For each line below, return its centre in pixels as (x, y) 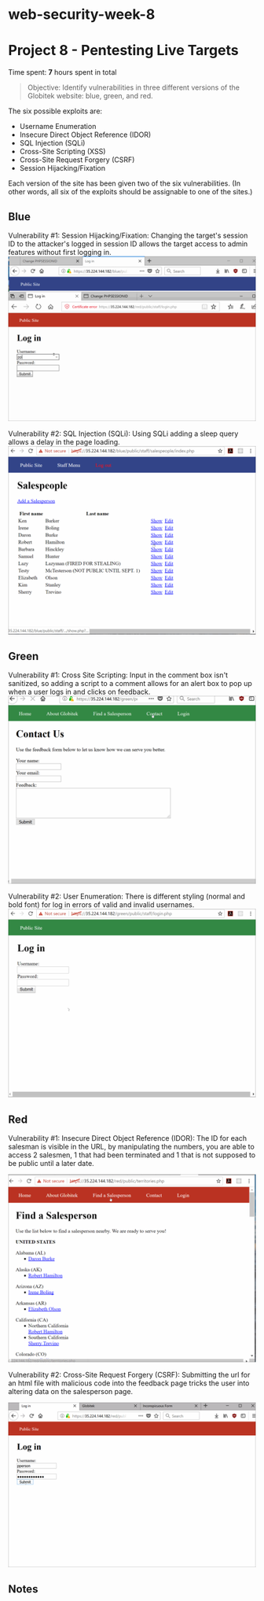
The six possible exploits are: (55, 111)
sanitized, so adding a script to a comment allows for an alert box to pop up (130, 684)
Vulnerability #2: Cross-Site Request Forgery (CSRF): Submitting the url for (129, 1374)
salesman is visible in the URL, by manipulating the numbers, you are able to (132, 1147)
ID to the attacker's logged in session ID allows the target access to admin (128, 243)
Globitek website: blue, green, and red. (90, 96)
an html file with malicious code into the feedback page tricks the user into (129, 1383)
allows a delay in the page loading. (64, 441)
